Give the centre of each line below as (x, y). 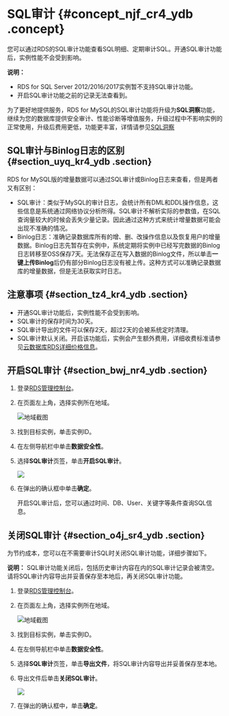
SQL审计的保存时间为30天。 (57, 321)
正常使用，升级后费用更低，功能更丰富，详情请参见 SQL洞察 (91, 127)
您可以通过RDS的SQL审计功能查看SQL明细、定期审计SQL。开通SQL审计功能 (114, 49)
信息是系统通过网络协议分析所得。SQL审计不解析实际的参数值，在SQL (122, 211)
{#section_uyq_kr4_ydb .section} (80, 162)
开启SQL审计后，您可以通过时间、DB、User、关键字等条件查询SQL (111, 503)
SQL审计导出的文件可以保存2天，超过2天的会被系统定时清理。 (105, 329)
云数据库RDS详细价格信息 (59, 346)
